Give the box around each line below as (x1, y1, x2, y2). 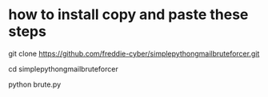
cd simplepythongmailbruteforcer (8, 64, 118, 73)
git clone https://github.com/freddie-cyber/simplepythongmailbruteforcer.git (8, 48, 260, 58)
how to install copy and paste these (8, 6, 249, 24)
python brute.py (8, 80, 62, 89)
